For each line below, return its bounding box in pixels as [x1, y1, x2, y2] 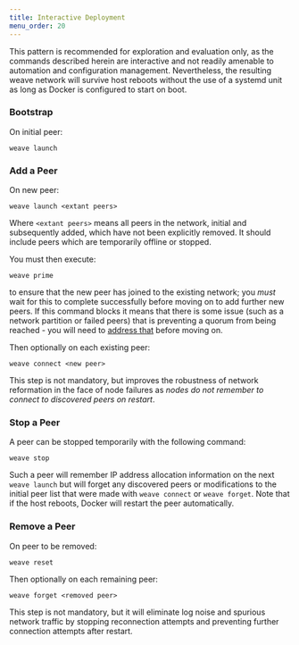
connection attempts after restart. [9, 625, 133, 636]
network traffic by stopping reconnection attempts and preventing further [9, 616, 279, 626]
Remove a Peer [9, 520, 76, 532]
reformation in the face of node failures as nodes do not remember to [9, 385, 264, 396]
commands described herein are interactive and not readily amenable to [9, 55, 274, 66]
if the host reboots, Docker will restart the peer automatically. [9, 498, 235, 509]
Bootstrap [9, 106, 54, 119]
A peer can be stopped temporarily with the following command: [9, 437, 246, 448]
